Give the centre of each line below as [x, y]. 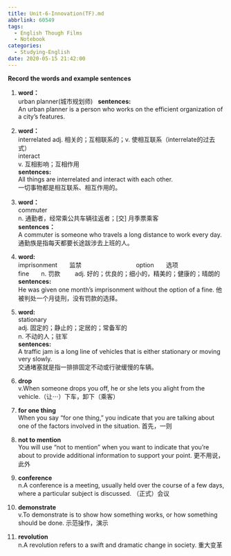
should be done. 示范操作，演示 [63, 523]
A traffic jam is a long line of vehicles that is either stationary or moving [119, 351]
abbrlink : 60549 [31, 20]
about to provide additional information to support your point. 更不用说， [121, 455]
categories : [25, 46]
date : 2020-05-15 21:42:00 [47, 59]
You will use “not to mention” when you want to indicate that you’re [113, 447]
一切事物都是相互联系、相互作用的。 [70, 187]
